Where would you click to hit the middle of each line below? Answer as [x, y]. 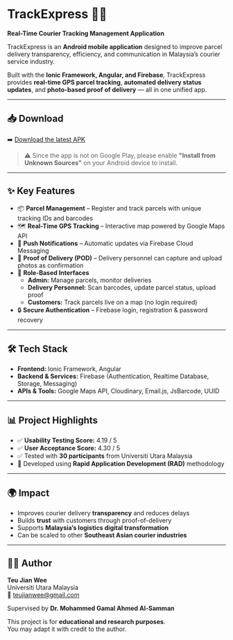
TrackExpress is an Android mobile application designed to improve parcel [115, 46]
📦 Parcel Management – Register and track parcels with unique [109, 208]
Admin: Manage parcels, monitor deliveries [89, 280]
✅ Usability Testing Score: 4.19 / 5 [67, 441]
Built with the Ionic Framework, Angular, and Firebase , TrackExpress [106, 75]
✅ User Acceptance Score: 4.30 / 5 [68, 448]
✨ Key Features [41, 191]
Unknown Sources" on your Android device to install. [101, 163]
